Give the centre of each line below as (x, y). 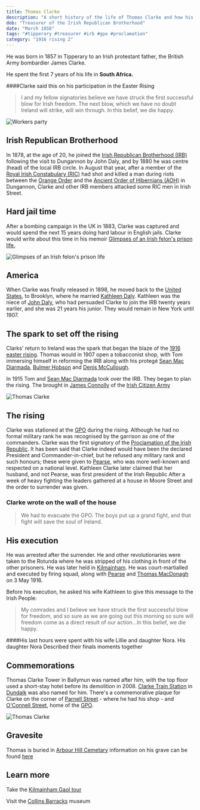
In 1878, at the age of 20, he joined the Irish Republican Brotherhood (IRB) (97, 155)
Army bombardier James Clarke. (46, 63)
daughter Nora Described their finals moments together (75, 647)
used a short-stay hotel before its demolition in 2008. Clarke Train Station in (99, 686)
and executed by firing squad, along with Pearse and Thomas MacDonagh (97, 574)
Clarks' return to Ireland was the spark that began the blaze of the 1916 (93, 348)
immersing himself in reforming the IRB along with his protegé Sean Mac (95, 361)
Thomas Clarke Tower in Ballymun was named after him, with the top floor (97, 680)
